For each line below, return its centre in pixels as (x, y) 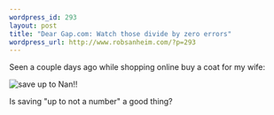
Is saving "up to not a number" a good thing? (91, 102)
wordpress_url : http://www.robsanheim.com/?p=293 (103, 42)
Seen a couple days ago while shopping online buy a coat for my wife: (137, 67)
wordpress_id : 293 (43, 17)
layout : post (33, 26)
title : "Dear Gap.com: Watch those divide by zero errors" (121, 34)
